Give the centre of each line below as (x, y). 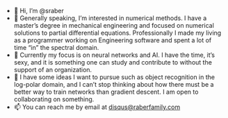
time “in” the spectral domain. (56, 48)
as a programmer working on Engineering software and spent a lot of (113, 40)
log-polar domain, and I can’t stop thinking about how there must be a (114, 84)
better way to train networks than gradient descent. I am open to (106, 92)
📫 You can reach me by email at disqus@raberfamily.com (97, 107)
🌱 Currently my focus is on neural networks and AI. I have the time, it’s (114, 55)
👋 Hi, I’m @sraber (39, 11)
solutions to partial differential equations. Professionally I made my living (117, 33)
